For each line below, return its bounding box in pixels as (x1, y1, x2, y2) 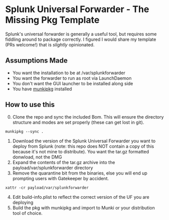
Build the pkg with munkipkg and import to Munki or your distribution (12, 204, 155, 210)
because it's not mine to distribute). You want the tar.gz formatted (12, 148, 149, 154)
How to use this (5, 100, 55, 109)
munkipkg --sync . (5, 129, 44, 134)
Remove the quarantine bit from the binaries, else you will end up (12, 170, 147, 176)
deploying (12, 199, 34, 205)
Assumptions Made (5, 57, 68, 65)
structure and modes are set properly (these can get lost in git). (12, 119, 144, 125)
